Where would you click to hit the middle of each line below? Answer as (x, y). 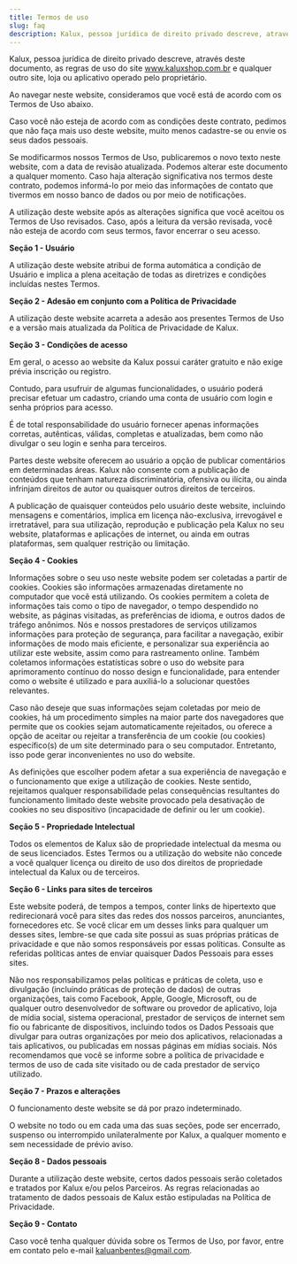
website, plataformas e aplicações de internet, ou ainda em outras (129, 534)
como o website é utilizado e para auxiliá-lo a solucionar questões (129, 682)
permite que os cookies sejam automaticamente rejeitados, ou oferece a (141, 727)
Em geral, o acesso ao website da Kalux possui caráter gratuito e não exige (146, 362)
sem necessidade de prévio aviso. (72, 1145)
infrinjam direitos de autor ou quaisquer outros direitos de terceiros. (132, 489)
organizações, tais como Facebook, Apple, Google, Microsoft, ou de (133, 999)
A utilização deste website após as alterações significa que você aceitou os (147, 212)
